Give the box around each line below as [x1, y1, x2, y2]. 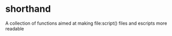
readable [5, 25, 24, 31]
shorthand [5, 3, 51, 15]
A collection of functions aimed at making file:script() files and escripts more [5, 20, 167, 26]
